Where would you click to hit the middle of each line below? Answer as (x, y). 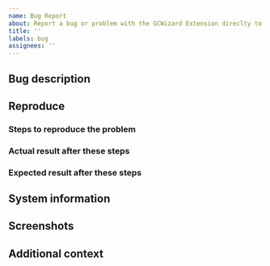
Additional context (56, 253)
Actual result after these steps (69, 150)
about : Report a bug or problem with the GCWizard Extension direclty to (135, 23)
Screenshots (41, 226)
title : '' (25, 31)
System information (59, 199)
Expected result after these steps (75, 172)
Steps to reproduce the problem (72, 129)
